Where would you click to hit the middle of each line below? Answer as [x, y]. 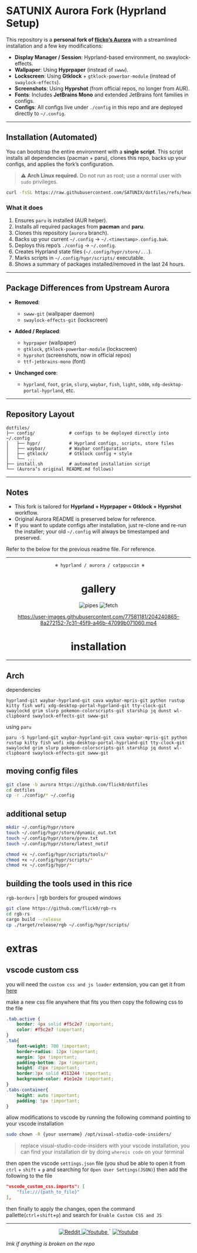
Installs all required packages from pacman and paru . [79, 226]
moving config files [42, 771]
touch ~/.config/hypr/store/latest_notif [57, 844]
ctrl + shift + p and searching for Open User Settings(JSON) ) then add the [97, 1170]
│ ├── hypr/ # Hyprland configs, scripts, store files [90, 443]
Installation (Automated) [52, 137]
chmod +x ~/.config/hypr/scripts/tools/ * [57, 854]
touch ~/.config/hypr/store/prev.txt [52, 838]
